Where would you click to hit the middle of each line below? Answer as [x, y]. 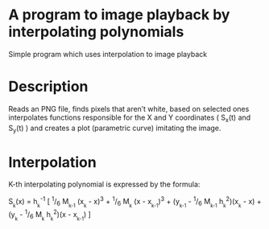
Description [48, 87]
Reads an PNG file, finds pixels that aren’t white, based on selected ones [129, 108]
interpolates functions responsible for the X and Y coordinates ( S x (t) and [130, 118]
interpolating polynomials [96, 32]
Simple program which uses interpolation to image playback [108, 54]
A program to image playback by [119, 15]
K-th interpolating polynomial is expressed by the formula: [104, 184]
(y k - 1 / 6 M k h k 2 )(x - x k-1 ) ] [50, 215]
